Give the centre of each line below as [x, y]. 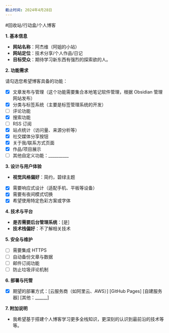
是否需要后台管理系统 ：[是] [41, 222]
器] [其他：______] [31, 297]
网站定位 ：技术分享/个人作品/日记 [47, 53]
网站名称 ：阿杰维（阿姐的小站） [46, 47]
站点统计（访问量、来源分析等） [46, 130]
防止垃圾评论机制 [30, 269]
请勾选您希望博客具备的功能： [36, 81]
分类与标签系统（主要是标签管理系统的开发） [59, 104]
